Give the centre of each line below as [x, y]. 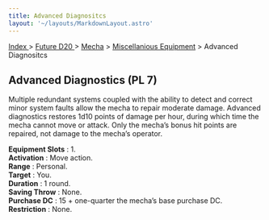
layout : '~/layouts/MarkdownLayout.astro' [81, 23]
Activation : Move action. [50, 158]
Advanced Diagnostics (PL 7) [83, 80]
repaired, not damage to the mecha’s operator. [86, 134]
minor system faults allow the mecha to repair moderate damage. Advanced [134, 108]
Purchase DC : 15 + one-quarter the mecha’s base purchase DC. [116, 201]
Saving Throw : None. [45, 192]
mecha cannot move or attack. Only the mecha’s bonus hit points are [123, 125]
